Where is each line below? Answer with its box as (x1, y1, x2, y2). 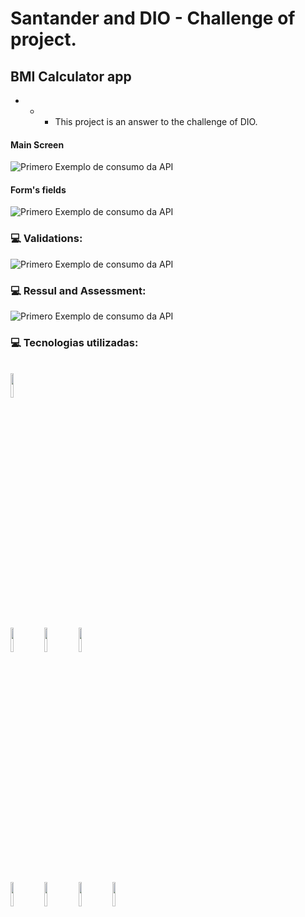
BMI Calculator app (10, 68, 132, 85)
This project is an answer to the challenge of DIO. (54, 116, 258, 127)
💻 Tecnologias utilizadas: (10, 335, 139, 349)
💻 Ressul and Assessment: (10, 283, 147, 297)
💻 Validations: (10, 232, 83, 246)
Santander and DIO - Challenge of (10, 7, 296, 30)
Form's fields (10, 183, 67, 196)
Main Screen (10, 138, 65, 151)
